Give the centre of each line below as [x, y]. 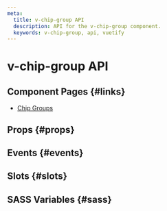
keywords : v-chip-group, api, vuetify [69, 33]
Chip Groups [35, 108]
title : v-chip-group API [49, 20]
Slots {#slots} [37, 176]
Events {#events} [45, 153]
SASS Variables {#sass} [59, 199]
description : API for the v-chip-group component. [87, 26]
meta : [15, 13]
